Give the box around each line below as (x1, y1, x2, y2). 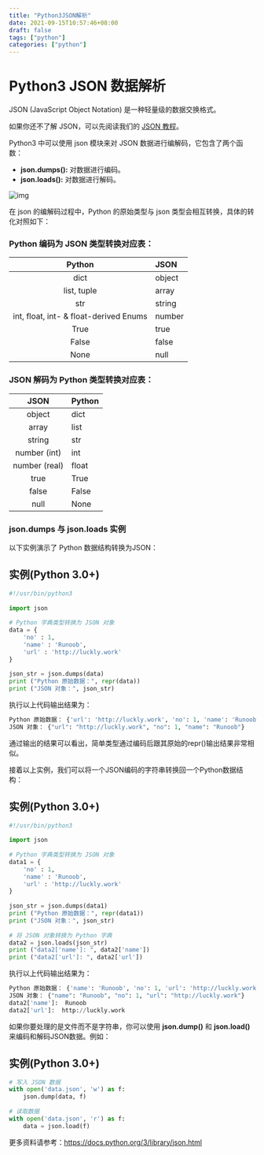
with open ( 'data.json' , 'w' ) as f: (9, 1086, 126, 1094)
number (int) (15, 447, 62, 458)
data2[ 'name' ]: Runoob (9, 999, 87, 1007)
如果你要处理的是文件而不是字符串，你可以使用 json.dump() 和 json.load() (9, 1022, 251, 1031)
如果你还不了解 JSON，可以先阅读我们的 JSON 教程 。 (9, 121, 184, 131)
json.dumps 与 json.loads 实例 (9, 523, 126, 535)
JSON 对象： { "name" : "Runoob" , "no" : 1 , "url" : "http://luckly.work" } (9, 992, 245, 1000)
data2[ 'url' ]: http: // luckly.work (9, 1006, 126, 1014)
